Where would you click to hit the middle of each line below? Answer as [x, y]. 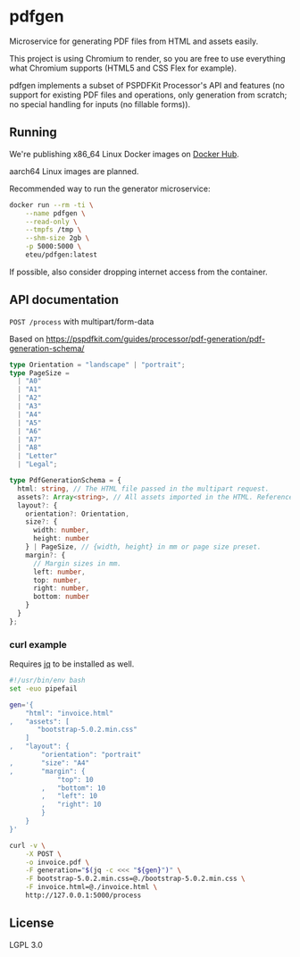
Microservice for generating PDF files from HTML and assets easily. [134, 41]
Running [33, 133]
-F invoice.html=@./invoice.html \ [92, 887]
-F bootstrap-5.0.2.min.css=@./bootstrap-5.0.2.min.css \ [135, 879]
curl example [38, 644]
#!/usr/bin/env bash [48, 681]
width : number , [61, 530]
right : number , [61, 588]
